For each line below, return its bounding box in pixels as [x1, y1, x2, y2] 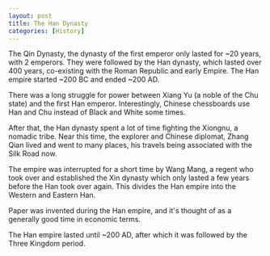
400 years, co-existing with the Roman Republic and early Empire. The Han [8, 66, 259, 76]
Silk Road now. [8, 149, 57, 158]
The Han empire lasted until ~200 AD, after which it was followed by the [8, 230, 248, 240]
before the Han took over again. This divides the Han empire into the [8, 182, 237, 191]
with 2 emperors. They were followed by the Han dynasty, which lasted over [8, 57, 262, 67]
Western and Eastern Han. [8, 191, 96, 200]
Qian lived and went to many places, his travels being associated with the [8, 141, 253, 150]
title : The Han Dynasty [8, 19, 89, 27]
